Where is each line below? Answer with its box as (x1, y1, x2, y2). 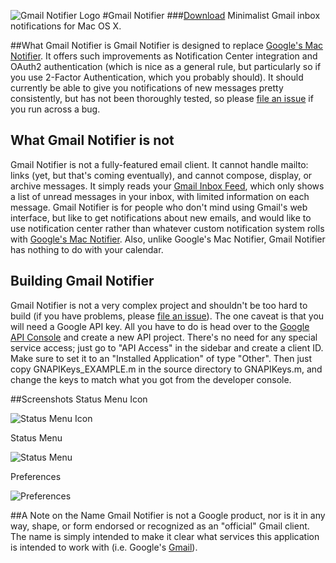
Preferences (10, 470, 62, 482)
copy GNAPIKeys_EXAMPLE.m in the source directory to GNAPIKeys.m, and (10, 363, 323, 375)
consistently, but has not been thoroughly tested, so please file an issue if (10, 93, 314, 104)
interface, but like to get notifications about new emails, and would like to (10, 211, 312, 224)
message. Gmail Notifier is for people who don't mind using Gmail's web (10, 201, 308, 213)
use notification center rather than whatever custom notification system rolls (10, 222, 325, 234)
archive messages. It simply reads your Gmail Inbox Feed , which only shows (10, 180, 325, 192)
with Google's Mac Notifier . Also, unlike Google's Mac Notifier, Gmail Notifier (10, 233, 326, 245)
